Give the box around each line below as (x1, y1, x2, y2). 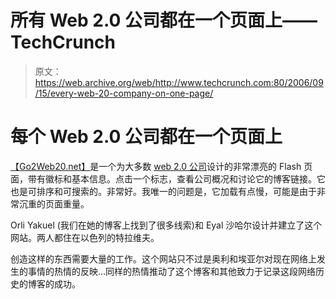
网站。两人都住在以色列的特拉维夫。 (10, 231, 160, 243)
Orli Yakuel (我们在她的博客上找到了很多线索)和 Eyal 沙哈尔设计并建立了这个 (10, 219, 323, 231)
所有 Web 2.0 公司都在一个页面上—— (10, 9, 318, 32)
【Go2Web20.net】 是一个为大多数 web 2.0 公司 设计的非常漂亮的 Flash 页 (10, 160, 313, 172)
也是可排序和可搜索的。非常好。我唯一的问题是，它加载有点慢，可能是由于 (10, 185, 317, 197)
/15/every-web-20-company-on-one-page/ (34, 87, 214, 99)
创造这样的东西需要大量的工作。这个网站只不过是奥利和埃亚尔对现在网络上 (10, 252, 317, 265)
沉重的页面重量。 (18, 197, 90, 210)
